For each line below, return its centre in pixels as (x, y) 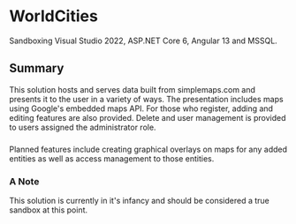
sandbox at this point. (49, 210)
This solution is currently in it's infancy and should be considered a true (139, 200)
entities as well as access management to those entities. (112, 158)
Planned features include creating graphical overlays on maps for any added (148, 149)
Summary (37, 68)
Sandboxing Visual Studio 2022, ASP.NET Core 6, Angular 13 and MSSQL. (144, 41)
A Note (24, 181)
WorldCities (54, 16)
